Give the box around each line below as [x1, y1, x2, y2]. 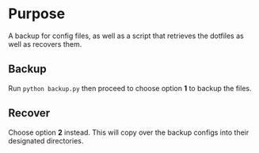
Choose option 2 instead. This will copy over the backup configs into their [8, 128, 249, 137]
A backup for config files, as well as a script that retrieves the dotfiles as [8, 31, 244, 40]
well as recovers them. [8, 39, 82, 48]
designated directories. [8, 136, 84, 145]
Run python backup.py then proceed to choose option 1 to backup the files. [8, 83, 252, 93]
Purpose [8, 5, 66, 23]
